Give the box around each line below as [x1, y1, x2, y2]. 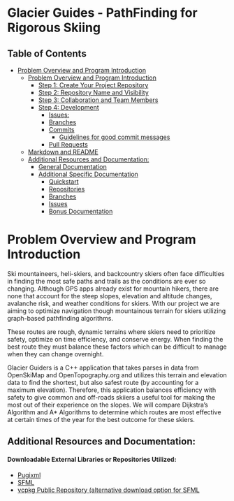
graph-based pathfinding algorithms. [7, 314, 114, 322]
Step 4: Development [38, 103, 99, 111]
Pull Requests [48, 140, 89, 148]
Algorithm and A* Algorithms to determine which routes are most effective [7, 407, 221, 416]
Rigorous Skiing [7, 20, 101, 36]
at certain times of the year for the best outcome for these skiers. [7, 415, 196, 423]
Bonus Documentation [48, 208, 113, 215]
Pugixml [17, 470, 41, 479]
